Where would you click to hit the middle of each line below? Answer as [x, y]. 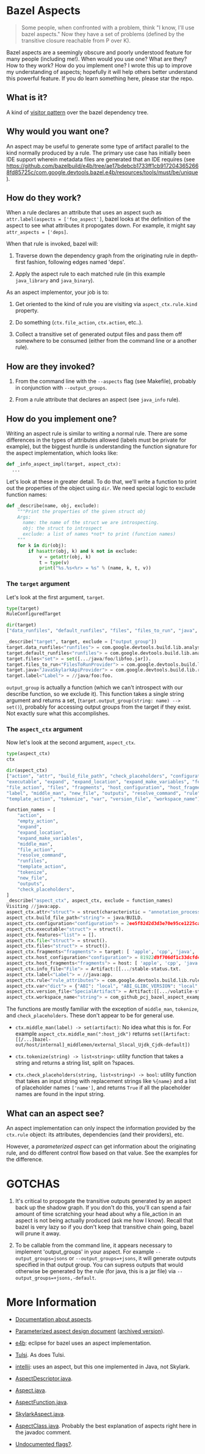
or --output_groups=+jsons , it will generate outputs [132, 1258]
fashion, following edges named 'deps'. [76, 262]
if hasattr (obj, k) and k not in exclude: [83, 551]
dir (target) [21, 625]
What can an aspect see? [56, 1113]
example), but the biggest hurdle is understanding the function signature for [102, 446]
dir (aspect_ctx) [27, 770]
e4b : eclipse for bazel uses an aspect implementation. [83, 1343]
